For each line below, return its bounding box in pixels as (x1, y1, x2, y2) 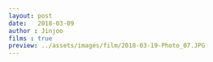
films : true (8, 34, 53, 43)
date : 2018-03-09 (8, 19, 75, 27)
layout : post (8, 11, 53, 20)
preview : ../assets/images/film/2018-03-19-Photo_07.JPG (8, 42, 206, 50)
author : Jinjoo (8, 27, 63, 35)
